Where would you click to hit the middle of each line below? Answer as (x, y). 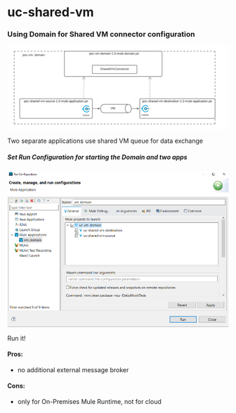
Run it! (17, 338)
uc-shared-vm (51, 12)
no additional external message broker (73, 369)
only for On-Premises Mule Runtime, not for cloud (89, 402)
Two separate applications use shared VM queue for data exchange (105, 141)
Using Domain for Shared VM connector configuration (101, 34)
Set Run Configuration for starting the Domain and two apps (97, 157)
